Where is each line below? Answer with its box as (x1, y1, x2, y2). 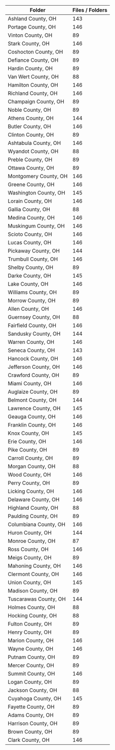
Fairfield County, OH (8, 322, 57, 329)
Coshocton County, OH (8, 48, 63, 55)
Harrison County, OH (8, 720, 58, 727)
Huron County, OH (8, 529, 52, 536)
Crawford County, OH (8, 372, 60, 379)
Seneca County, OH (8, 347, 55, 354)
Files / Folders (72, 7, 107, 13)
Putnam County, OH (8, 654, 56, 660)
